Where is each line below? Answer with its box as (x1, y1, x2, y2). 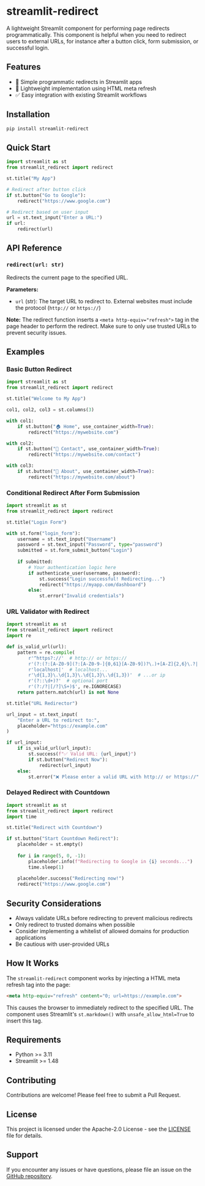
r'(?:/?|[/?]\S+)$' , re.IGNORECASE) (28, 684, 122, 690)
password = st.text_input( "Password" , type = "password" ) (17, 542, 163, 548)
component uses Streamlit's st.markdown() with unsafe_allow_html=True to (6, 1010, 195, 1018)
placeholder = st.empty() (17, 841, 84, 848)
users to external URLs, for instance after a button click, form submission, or (6, 37, 199, 45)
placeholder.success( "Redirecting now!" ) (17, 875, 124, 882)
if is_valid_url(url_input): (17, 746, 92, 752)
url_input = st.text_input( (6, 711, 78, 717)
